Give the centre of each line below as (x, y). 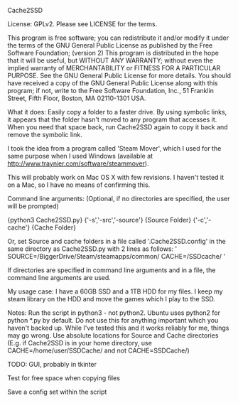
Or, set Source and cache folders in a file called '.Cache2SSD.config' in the (117, 241)
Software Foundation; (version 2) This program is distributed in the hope (113, 53)
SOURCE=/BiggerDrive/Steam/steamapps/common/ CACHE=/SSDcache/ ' (117, 256)
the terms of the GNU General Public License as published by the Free (110, 45)
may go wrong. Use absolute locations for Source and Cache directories (113, 335)
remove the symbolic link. (45, 135)
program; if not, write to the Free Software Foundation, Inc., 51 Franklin (111, 91)
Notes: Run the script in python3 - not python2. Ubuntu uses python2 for (114, 313)
